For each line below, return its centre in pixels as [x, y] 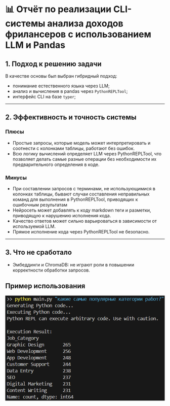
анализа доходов [85, 24]
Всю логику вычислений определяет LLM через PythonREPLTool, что [87, 154]
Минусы [16, 178]
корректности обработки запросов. [51, 270]
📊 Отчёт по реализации [58, 9]
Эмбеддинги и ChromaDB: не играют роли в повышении [73, 264]
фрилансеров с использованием [78, 34]
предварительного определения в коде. [56, 164]
